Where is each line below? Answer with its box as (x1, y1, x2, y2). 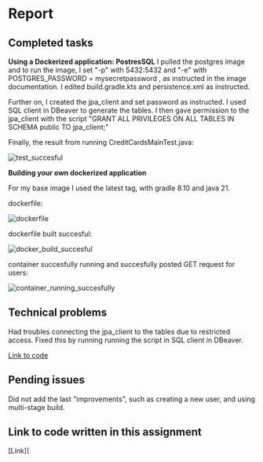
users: (8, 268, 29, 277)
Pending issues (8, 373, 85, 386)
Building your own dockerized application (8, 168, 147, 177)
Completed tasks (8, 36, 93, 50)
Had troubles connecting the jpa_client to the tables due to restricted (8, 327, 230, 336)
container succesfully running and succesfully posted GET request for (8, 260, 236, 268)
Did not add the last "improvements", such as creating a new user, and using (8, 394, 255, 404)
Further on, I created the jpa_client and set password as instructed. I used (8, 98, 247, 106)
